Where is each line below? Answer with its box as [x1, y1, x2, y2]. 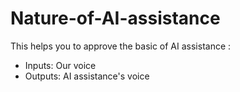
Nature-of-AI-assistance [10, 7, 221, 30]
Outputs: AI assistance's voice [24, 70, 150, 82]
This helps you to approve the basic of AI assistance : [10, 40, 232, 52]
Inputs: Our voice [24, 59, 97, 71]
